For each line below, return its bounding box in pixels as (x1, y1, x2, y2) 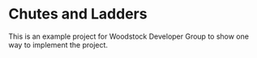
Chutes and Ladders (8, 5, 148, 23)
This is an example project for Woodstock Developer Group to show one (8, 31, 250, 41)
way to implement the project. (8, 39, 108, 49)
